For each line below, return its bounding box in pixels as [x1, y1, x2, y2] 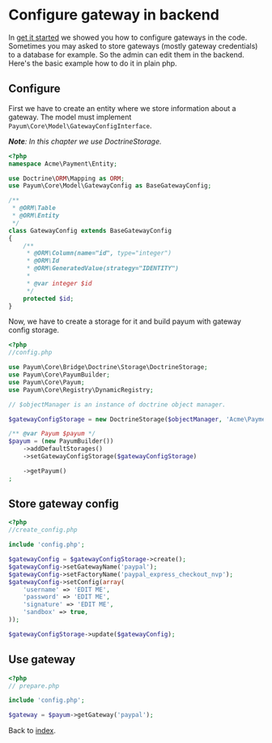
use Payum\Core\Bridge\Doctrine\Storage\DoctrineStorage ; [8, 363, 208, 371]
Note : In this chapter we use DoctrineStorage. [8, 136, 162, 146]
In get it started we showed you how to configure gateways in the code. [8, 32, 248, 42]
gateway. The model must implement [8, 112, 132, 122]
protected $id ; [23, 294, 74, 303]
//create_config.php [8, 526, 79, 535]
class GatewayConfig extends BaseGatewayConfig [8, 226, 172, 234]
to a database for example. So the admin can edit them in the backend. [8, 49, 244, 59]
